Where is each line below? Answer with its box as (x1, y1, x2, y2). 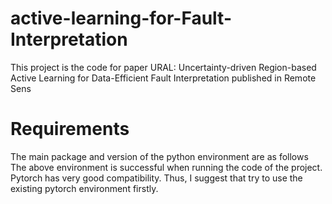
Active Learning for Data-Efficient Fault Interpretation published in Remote (10, 72, 317, 84)
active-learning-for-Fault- (10, 7, 233, 30)
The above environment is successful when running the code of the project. (10, 161, 323, 173)
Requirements (10, 118, 130, 141)
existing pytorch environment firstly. (10, 182, 159, 194)
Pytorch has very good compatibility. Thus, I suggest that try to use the (10, 172, 303, 184)
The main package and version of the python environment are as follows (10, 150, 309, 162)
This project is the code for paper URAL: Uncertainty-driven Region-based (10, 61, 317, 73)
